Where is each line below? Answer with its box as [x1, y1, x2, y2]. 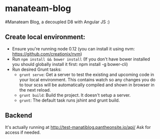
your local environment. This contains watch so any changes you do [19, 77, 156, 82]
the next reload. [19, 87, 51, 93]
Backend [5, 111, 32, 120]
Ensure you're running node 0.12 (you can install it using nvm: [12, 46, 135, 51]
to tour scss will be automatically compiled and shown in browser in [19, 82, 155, 88]
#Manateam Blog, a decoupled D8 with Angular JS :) [5, 19, 110, 25]
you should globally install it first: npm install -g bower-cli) [12, 61, 128, 67]
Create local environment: [5, 33, 86, 41]
